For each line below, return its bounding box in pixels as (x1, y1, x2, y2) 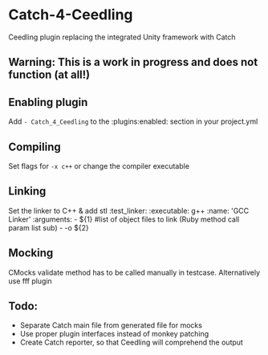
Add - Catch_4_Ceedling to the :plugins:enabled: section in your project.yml (8, 116, 258, 126)
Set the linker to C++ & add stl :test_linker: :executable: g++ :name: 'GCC (8, 206, 250, 215)
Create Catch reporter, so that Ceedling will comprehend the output (19, 337, 243, 347)
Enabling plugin (8, 95, 88, 109)
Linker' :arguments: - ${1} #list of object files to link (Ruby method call (8, 214, 240, 224)
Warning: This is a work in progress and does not (8, 55, 258, 69)
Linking (8, 185, 47, 198)
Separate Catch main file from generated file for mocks (19, 320, 203, 330)
